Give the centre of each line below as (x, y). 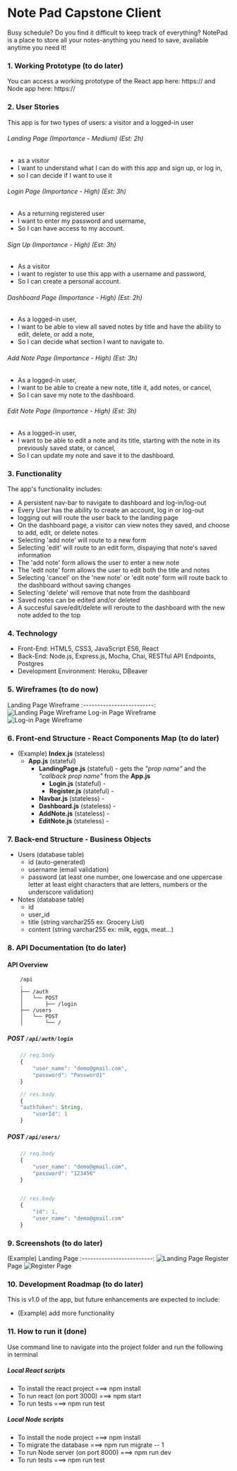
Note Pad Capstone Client (84, 13)
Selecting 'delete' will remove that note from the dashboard (104, 593)
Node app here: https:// (41, 89)
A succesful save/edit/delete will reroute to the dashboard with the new (121, 607)
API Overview (28, 964)
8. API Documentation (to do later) (67, 948)
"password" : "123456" (65, 1173)
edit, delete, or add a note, (56, 334)
